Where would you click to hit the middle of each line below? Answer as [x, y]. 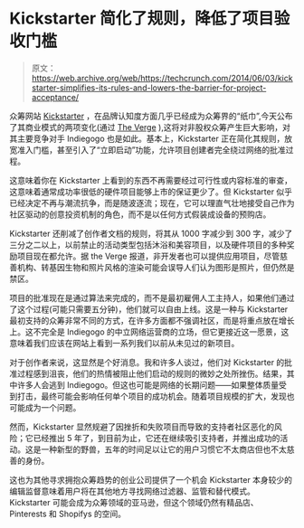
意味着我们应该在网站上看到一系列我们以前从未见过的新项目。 [124, 343]
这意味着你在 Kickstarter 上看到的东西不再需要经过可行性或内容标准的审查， [151, 180]
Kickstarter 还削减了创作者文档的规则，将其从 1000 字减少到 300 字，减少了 [151, 233]
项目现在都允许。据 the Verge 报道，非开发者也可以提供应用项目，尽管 [148, 256]
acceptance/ [55, 97]
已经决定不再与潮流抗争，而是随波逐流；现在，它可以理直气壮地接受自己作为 [152, 203]
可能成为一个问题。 [45, 407]
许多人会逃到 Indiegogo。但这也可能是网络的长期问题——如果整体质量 [148, 384]
